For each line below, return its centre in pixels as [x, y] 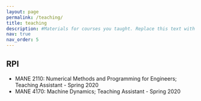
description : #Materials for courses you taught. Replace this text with [101, 29]
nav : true [19, 34]
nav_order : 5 [23, 40]
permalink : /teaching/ [35, 17]
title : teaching [26, 23]
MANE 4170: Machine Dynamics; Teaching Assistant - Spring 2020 [98, 91]
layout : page [23, 12]
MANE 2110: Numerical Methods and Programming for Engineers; [96, 78]
